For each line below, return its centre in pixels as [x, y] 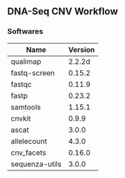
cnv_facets [29, 152]
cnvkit [21, 118]
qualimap [26, 61]
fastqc [21, 84]
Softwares [25, 32]
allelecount [29, 141]
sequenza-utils [36, 164]
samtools [26, 107]
